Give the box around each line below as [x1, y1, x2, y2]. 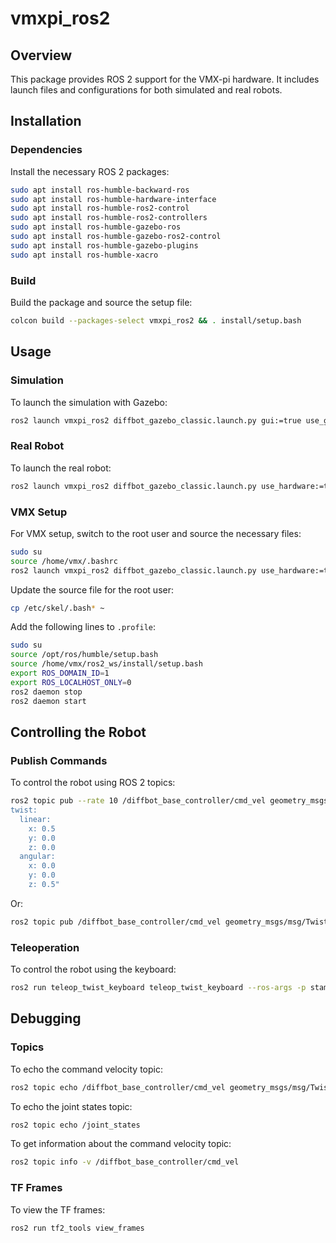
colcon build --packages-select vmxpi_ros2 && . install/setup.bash [10, 315, 302, 326]
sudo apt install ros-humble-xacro [10, 250, 159, 260]
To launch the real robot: [10, 462, 112, 474]
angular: [19, 852, 56, 862]
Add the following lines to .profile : [10, 621, 157, 633]
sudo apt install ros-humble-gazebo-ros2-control [10, 232, 222, 242]
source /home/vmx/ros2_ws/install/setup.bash [10, 659, 203, 669]
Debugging [10, 1010, 82, 1027]
